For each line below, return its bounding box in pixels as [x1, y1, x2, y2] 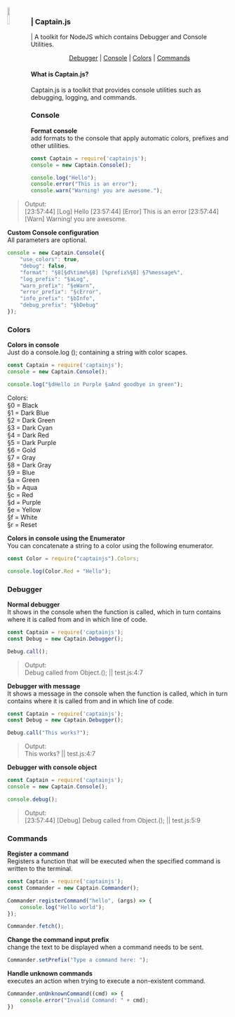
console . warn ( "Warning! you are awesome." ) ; [30, 187, 163, 194]
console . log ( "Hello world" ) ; [20, 903, 105, 911]
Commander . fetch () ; [7, 923, 65, 930]
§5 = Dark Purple [7, 438, 57, 446]
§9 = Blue [7, 468, 35, 477]
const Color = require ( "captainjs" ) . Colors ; [7, 554, 140, 562]
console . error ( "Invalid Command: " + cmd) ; [20, 997, 149, 1004]
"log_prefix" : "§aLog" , [20, 275, 90, 283]
